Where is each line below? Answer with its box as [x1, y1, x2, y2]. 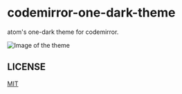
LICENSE [7, 61, 46, 73]
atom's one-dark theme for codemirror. [7, 28, 119, 36]
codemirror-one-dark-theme [7, 5, 176, 21]
